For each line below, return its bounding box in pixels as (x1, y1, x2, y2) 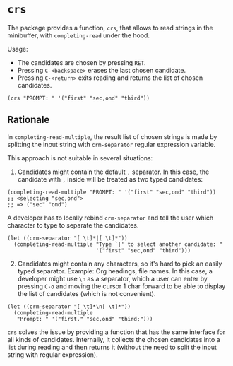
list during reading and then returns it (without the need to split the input (7, 343, 217, 351)
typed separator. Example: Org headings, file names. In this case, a (17, 266, 213, 275)
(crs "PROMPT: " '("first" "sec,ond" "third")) (7, 95, 150, 102)
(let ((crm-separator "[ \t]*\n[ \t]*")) (7, 303, 131, 310)
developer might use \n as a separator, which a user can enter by (17, 274, 208, 283)
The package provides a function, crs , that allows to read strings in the (7, 23, 213, 32)
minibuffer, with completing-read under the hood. (7, 31, 150, 40)
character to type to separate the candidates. (7, 220, 139, 229)
